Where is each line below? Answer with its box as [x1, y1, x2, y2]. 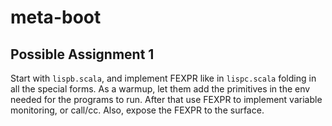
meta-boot [10, 6, 102, 29]
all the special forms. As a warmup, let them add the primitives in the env [10, 83, 311, 95]
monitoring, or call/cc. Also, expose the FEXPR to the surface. [10, 104, 265, 116]
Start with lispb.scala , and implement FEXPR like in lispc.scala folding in [10, 72, 317, 84]
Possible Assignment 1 [10, 46, 155, 63]
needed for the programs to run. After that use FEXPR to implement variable [10, 94, 323, 105]
